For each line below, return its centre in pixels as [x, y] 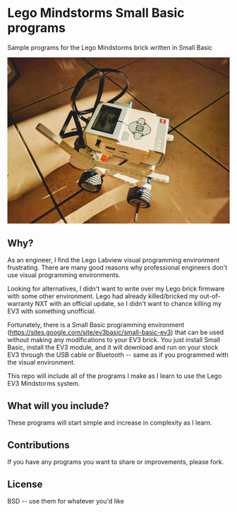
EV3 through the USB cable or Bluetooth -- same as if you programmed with [118, 355]
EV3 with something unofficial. [52, 311]
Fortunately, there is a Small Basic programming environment [96, 325]
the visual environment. [41, 362]
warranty [20, 304]
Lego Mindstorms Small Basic [96, 13]
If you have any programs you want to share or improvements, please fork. [116, 462]
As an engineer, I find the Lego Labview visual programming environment [114, 260]
